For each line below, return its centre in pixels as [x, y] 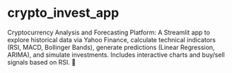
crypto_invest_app [63, 13]
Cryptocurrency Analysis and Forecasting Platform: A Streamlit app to [109, 32]
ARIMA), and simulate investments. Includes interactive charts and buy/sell [116, 55]
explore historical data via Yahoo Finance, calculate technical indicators [111, 39]
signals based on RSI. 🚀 [42, 62]
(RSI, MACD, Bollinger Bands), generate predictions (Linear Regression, [111, 47]
